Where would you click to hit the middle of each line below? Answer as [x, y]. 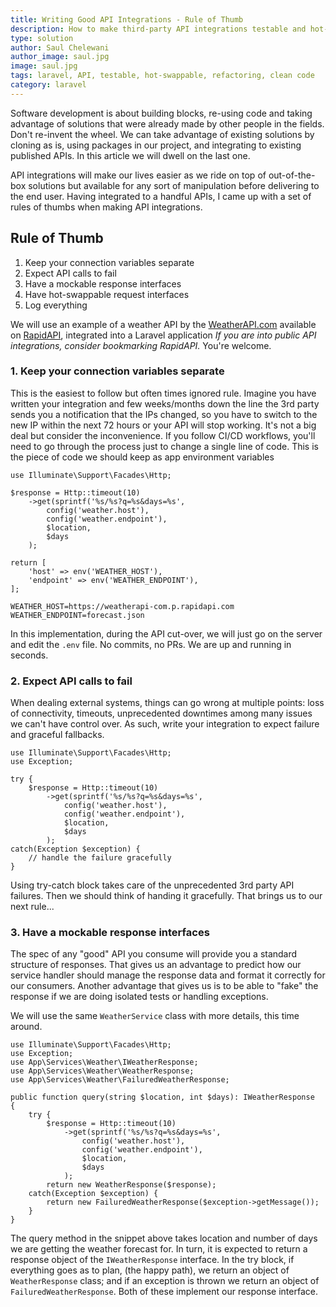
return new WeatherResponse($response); [131, 1185]
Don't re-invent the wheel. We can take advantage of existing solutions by [162, 134]
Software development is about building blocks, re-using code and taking [161, 113]
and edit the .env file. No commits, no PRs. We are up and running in [151, 644]
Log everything [56, 305]
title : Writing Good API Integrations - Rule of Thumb [127, 19]
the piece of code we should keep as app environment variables [142, 457]
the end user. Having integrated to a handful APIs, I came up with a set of [161, 196]
